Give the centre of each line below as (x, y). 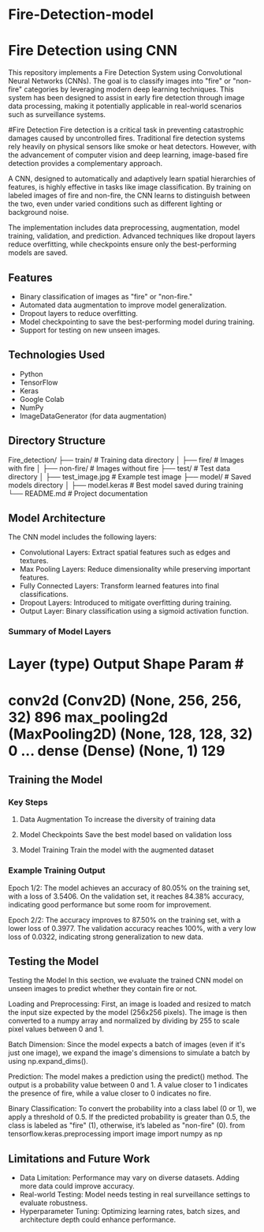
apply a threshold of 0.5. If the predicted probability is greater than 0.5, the (129, 1117)
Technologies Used (56, 355)
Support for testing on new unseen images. (90, 330)
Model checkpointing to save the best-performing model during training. (137, 321)
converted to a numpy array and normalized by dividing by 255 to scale (124, 1021)
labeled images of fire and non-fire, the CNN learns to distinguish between (129, 196)
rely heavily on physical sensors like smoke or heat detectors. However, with (132, 147)
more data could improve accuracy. (77, 1186)
